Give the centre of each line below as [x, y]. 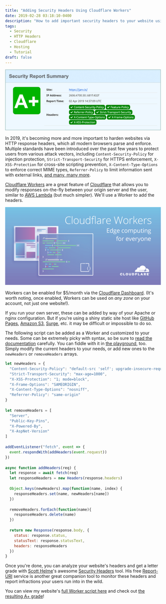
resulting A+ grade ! [25, 596]
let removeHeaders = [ [28, 410]
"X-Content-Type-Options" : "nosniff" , [50, 390]
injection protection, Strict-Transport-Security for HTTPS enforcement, [79, 159]
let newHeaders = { [25, 364]
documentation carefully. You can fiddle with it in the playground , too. [76, 344]
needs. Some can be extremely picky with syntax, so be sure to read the [79, 338]
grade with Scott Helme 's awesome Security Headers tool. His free [73, 571]
